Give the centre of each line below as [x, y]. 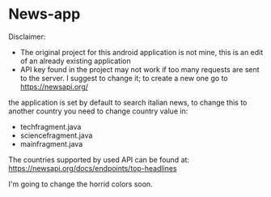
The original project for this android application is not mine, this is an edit [142, 52]
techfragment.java [51, 126]
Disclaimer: [27, 36]
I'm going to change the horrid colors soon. [80, 184]
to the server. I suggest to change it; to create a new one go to [124, 78]
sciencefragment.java [56, 135]
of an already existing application [75, 61]
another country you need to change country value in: [98, 111]
